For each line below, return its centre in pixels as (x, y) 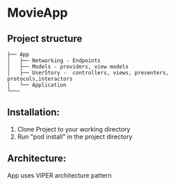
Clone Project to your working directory (74, 129)
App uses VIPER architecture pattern (60, 175)
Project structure (45, 39)
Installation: (34, 113)
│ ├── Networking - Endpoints (54, 61)
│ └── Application (37, 85)
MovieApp (37, 13)
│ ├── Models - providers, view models (68, 67)
